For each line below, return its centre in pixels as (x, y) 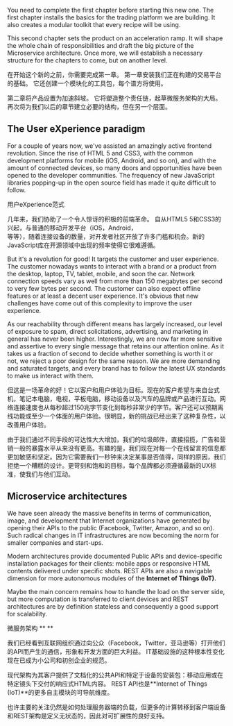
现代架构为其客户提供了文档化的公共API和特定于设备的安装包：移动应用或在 (115, 675)
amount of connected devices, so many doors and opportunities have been (115, 168)
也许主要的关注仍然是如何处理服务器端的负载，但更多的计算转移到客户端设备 (116, 707)
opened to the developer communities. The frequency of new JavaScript (111, 175)
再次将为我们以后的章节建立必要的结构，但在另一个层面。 (89, 107)
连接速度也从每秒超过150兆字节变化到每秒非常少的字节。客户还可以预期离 (118, 407)
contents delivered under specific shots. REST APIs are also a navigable (110, 571)
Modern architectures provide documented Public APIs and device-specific (115, 556)
